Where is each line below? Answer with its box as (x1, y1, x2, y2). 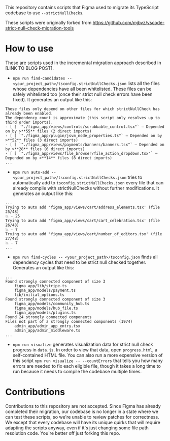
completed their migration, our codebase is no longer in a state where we (5, 408, 159, 415)
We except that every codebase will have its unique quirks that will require (5, 419, 161, 425)
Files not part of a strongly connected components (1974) (5, 319, 133, 324)
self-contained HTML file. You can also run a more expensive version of (12, 352, 163, 358)
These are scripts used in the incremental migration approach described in (5, 60, 161, 66)
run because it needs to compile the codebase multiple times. (12, 368, 142, 374)
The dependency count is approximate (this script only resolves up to (5, 115, 160, 120)
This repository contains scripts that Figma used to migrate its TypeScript (5, 5, 159, 10)
